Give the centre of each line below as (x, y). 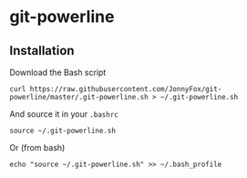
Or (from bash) (37, 147)
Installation (42, 51)
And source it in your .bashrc (64, 114)
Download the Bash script (58, 72)
